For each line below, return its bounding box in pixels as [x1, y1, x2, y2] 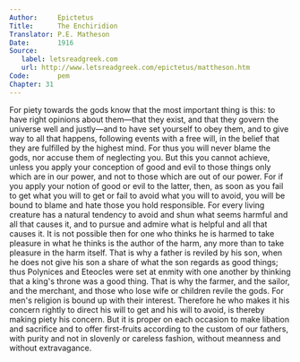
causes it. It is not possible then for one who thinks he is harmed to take [9, 228, 275, 238]
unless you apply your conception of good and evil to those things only [9, 161, 271, 172]
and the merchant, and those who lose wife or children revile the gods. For [9, 285, 285, 296]
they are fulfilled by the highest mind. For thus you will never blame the [9, 142, 271, 153]
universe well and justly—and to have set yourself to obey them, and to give [9, 123, 289, 134]
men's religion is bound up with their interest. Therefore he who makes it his [9, 295, 290, 306]
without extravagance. [9, 342, 92, 353]
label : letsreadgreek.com [21, 55, 118, 64]
